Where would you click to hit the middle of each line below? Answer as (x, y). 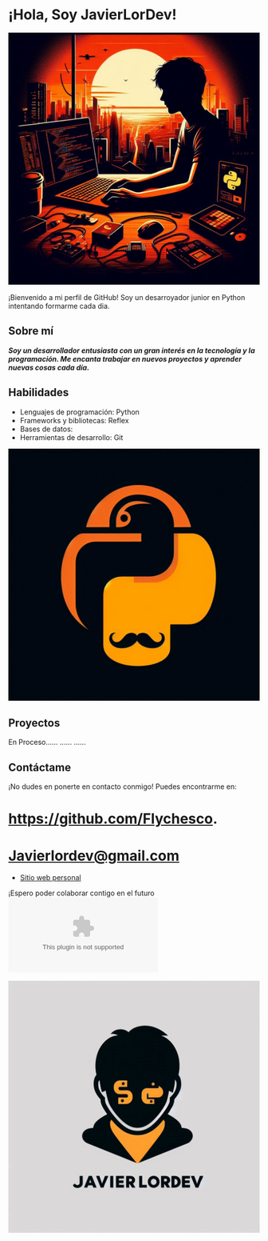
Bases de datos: (46, 429)
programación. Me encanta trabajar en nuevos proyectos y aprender (125, 358)
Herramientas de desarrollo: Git (71, 437)
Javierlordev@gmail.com (94, 856)
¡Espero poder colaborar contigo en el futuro (81, 893)
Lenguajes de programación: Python (79, 412)
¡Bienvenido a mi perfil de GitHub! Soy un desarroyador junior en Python (127, 297)
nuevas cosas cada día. (49, 367)
